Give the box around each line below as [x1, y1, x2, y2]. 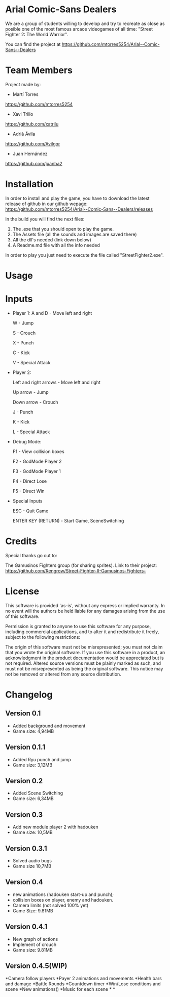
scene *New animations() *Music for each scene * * [5, 986, 115, 992]
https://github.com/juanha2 [5, 160, 62, 166]
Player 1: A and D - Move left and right [12, 310, 92, 316]
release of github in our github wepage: [5, 201, 88, 207]
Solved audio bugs [12, 858, 52, 864]
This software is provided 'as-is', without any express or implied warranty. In [5, 602, 165, 608]
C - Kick [12, 350, 30, 356]
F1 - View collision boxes [12, 448, 64, 455]
